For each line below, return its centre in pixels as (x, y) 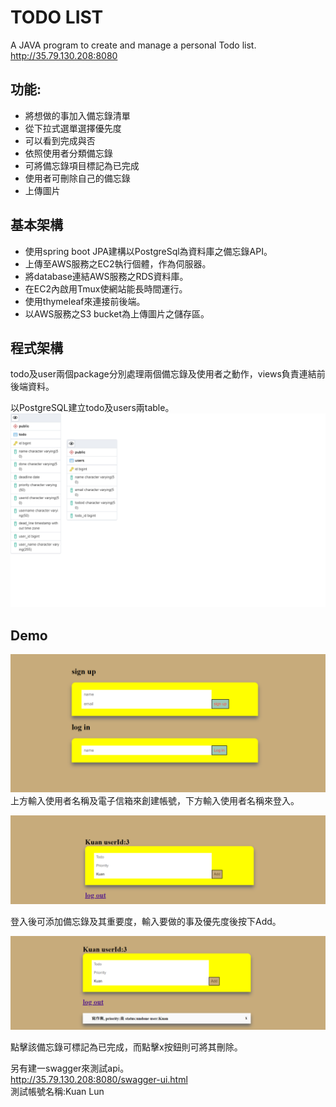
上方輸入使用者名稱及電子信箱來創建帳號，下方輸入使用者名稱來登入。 (155, 800)
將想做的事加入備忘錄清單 (77, 115)
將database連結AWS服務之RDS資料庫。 (106, 276)
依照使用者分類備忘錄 (68, 153)
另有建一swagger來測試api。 (70, 1068)
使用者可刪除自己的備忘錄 (77, 178)
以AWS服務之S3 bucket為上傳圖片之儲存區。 (117, 313)
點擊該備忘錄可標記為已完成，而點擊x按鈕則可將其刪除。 (126, 1047)
